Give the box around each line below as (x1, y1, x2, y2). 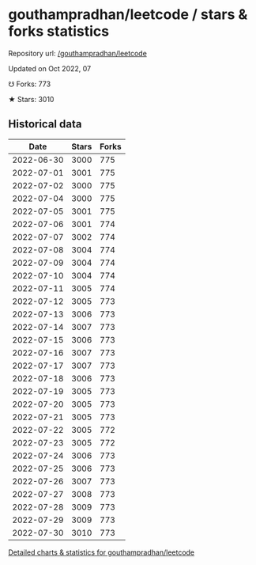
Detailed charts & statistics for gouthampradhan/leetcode (8, 548, 195, 557)
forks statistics (8, 22, 109, 40)
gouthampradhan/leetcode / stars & (8, 6, 248, 24)
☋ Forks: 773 (8, 79, 51, 89)
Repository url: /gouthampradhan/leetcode (8, 48, 148, 58)
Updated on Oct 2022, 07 (8, 63, 92, 73)
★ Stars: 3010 (8, 94, 55, 104)
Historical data (8, 117, 82, 131)
